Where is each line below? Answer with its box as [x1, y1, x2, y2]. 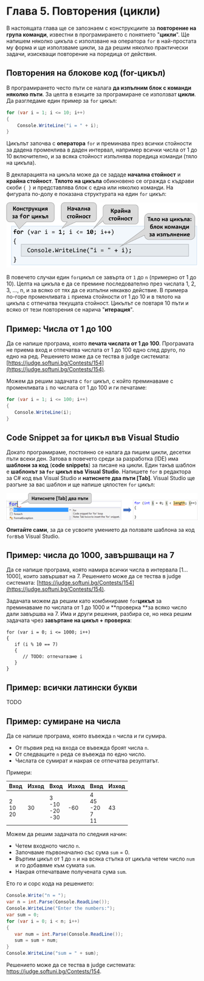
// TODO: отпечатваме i [22, 654, 83, 660]
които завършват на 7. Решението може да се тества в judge [23, 573, 182, 580]
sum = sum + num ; [14, 937, 59, 944]
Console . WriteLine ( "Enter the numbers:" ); [6, 906, 115, 912]
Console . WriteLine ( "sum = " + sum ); [6, 951, 99, 957]
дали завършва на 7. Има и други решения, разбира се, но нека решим [6, 610, 192, 618]
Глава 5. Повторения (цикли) [6, 4, 161, 18]
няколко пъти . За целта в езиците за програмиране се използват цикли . [6, 90, 196, 98]
